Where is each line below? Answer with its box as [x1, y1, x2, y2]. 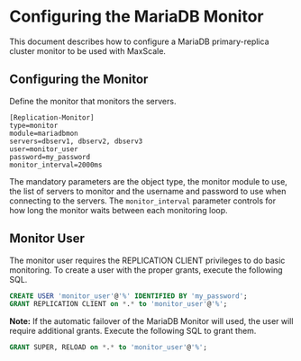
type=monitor [9, 121, 59, 130]
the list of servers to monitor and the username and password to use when [9, 185, 287, 196]
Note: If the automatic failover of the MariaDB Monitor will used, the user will [9, 316, 294, 327]
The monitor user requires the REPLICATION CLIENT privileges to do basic [9, 255, 286, 266]
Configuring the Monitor [9, 72, 149, 87]
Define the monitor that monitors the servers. [9, 95, 177, 106]
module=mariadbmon [9, 129, 78, 138]
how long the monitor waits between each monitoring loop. [9, 204, 228, 215]
